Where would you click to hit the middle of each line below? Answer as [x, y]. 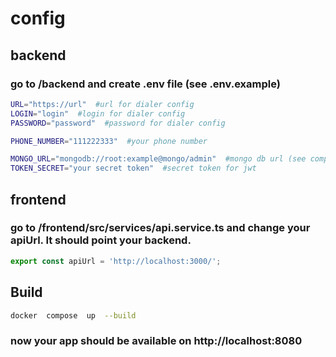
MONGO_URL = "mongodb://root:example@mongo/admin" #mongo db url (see [158, 159]
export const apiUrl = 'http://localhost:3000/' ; [116, 261]
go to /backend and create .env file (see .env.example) [145, 84]
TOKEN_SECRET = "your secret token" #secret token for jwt [133, 168]
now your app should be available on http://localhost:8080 [156, 341]
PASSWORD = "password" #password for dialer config [118, 123]
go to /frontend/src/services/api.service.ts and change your [160, 228]
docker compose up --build [73, 315]
